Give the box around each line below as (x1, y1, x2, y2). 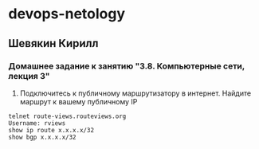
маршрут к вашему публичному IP (19, 96, 138, 106)
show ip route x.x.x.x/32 (8, 126, 94, 134)
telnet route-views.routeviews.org (8, 112, 127, 120)
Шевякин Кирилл (8, 37, 99, 50)
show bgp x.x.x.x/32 (8, 133, 77, 141)
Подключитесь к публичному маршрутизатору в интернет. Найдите (19, 88, 252, 98)
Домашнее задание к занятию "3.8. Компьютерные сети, (8, 61, 245, 72)
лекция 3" (8, 70, 50, 81)
